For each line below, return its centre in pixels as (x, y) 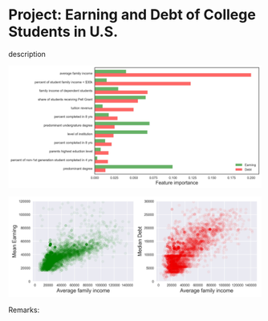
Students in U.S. (63, 32)
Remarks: (24, 310)
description (27, 54)
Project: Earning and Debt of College (132, 15)
